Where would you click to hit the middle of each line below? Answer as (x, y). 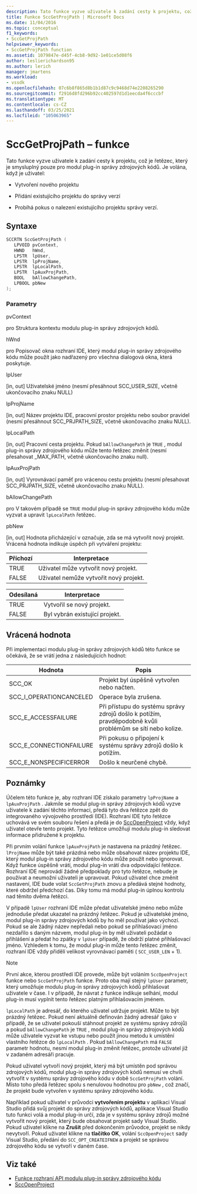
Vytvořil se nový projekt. (77, 605)
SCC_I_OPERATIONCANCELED (51, 696)
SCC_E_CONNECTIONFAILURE (51, 745)
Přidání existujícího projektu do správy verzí (67, 196)
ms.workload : (22, 77)
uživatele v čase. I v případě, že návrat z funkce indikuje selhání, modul (92, 993)
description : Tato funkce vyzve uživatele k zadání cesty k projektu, (94, 11)
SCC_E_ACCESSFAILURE (43, 717)
